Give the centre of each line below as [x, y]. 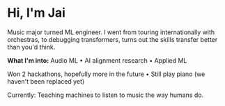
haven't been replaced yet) [46, 81]
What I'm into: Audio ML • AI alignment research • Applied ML [97, 60]
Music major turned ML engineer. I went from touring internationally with [111, 32]
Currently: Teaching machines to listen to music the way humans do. [106, 95]
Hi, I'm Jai [37, 13]
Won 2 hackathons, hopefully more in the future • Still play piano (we [106, 74]
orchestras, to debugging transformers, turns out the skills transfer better [113, 39]
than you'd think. [31, 47]
